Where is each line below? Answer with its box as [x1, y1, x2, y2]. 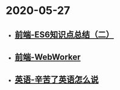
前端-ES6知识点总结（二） [14, 29, 114, 40]
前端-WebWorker [14, 52, 81, 62]
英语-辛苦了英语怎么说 [14, 74, 99, 85]
